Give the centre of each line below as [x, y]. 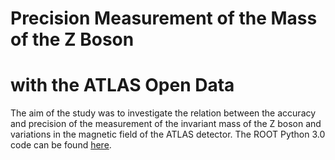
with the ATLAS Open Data [122, 85]
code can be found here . [61, 145]
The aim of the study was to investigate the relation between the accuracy [163, 113]
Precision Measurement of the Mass [164, 18]
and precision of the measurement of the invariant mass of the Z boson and [166, 124]
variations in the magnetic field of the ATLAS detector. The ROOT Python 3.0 [168, 134]
